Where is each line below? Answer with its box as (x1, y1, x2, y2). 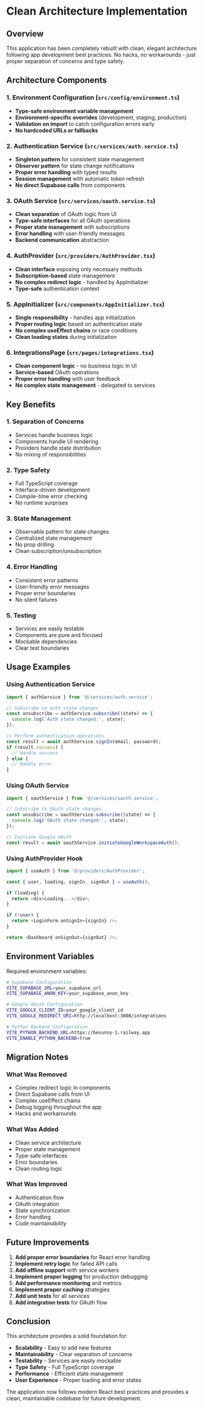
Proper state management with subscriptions (15, 223, 130, 231)
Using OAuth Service (6, 781, 70, 790)
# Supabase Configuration (6, 979, 72, 985)
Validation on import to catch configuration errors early (15, 120, 155, 127)
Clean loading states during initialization (15, 333, 117, 340)
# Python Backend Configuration (6, 1023, 88, 1030)
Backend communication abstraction (15, 236, 109, 244)
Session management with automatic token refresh (15, 175, 144, 182)
